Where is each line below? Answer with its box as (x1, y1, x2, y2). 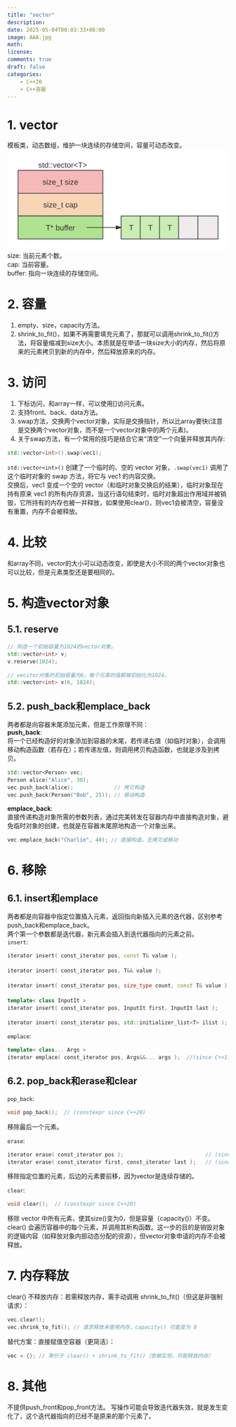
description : (7, 18, 46, 26)
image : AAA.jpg (7, 34, 52, 41)
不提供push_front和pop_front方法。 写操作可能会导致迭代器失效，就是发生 (7, 1402, 222, 1412)
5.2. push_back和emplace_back (7, 700, 151, 712)
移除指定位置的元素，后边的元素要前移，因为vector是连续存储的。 (7, 1172, 198, 1180)
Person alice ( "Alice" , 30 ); (7, 776, 90, 783)
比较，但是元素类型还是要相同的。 (19, 568, 118, 576)
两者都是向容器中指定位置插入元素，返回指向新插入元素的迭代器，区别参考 (7, 912, 223, 921)
